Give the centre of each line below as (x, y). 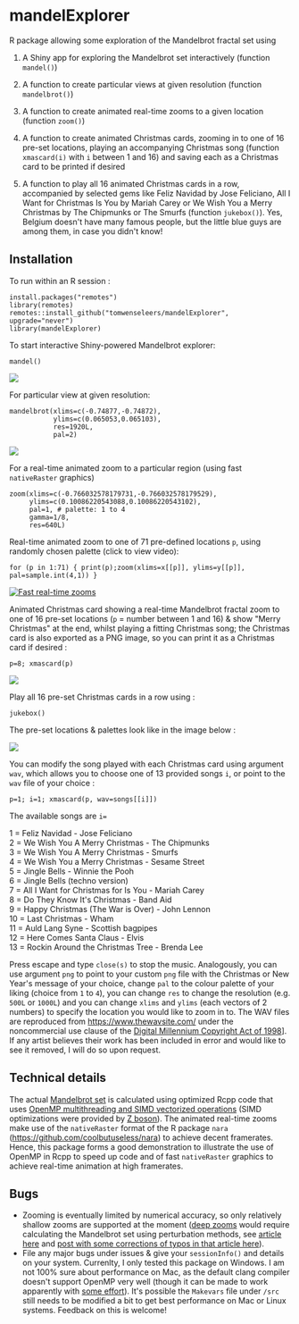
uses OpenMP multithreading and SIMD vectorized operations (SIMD (135, 1109)
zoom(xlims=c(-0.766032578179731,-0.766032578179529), (113, 494)
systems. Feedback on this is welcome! (94, 1311)
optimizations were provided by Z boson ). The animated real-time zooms (143, 1119)
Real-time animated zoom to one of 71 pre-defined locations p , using (135, 541)
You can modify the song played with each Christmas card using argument (146, 764)
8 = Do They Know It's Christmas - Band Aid (91, 900)
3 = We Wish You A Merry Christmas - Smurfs (94, 852)
